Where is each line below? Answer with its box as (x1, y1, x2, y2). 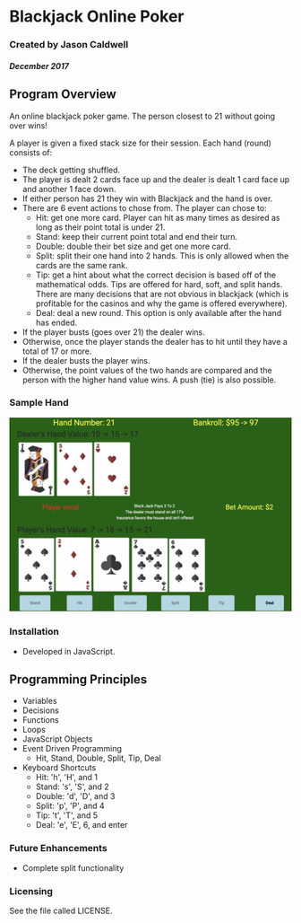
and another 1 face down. (21, 183, 116, 194)
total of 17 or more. (21, 346, 92, 356)
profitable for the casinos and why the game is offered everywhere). (35, 298, 288, 309)
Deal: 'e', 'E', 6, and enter (35, 820, 128, 831)
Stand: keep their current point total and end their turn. (35, 231, 238, 242)
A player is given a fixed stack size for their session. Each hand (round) (9, 137, 271, 148)
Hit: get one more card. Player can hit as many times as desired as (35, 212, 280, 223)
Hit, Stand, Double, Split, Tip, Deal (35, 752, 161, 764)
